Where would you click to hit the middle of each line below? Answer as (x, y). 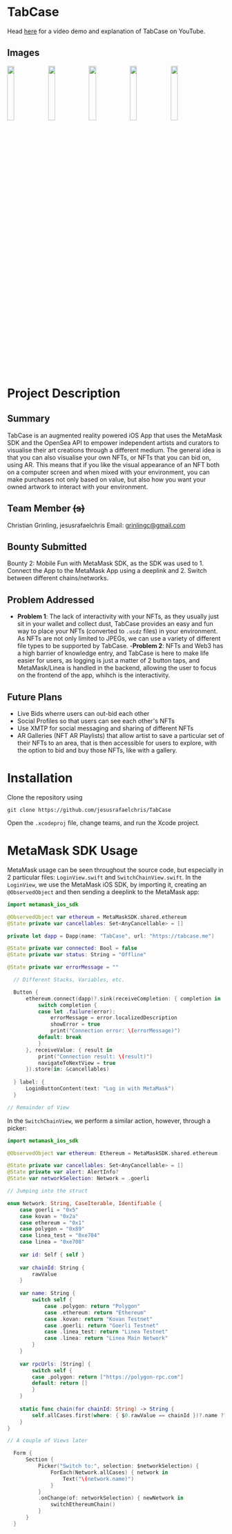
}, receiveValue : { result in (69, 1050)
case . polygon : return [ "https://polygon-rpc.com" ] (108, 1377)
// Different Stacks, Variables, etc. (69, 980)
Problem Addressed (51, 599)
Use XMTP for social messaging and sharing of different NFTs (105, 728)
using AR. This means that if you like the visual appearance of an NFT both (113, 464)
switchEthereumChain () (83, 1505)
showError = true (75, 1024)
